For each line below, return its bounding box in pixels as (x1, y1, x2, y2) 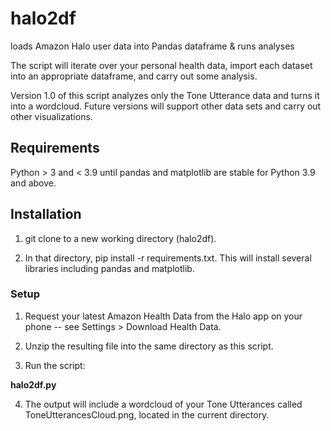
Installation (10, 206, 82, 223)
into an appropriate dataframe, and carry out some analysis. (10, 70, 258, 82)
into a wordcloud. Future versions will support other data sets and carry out (10, 100, 322, 112)
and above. (10, 177, 57, 189)
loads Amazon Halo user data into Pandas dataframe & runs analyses (10, 40, 295, 52)
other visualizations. (10, 110, 93, 122)
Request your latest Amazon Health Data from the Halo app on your (24, 310, 303, 322)
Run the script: (24, 359, 86, 371)
